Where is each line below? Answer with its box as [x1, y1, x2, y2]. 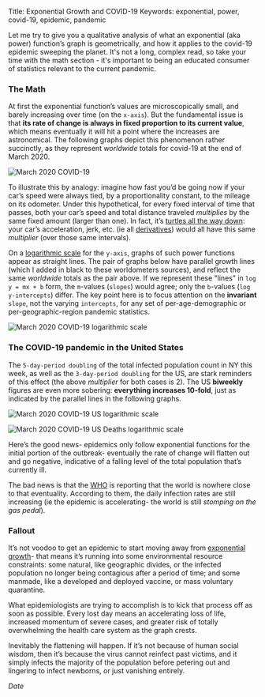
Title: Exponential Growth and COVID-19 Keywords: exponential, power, [8, 7, 240, 16]
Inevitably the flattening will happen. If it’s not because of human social [8, 640, 239, 650]
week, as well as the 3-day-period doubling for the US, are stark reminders [8, 368, 252, 378]
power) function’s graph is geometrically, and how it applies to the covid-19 [8, 39, 252, 48]
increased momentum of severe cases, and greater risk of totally [8, 616, 218, 627]
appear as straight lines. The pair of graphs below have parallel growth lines [8, 257, 255, 266]
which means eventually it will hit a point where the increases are [8, 126, 220, 137]
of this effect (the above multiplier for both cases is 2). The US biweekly [8, 377, 244, 386]
